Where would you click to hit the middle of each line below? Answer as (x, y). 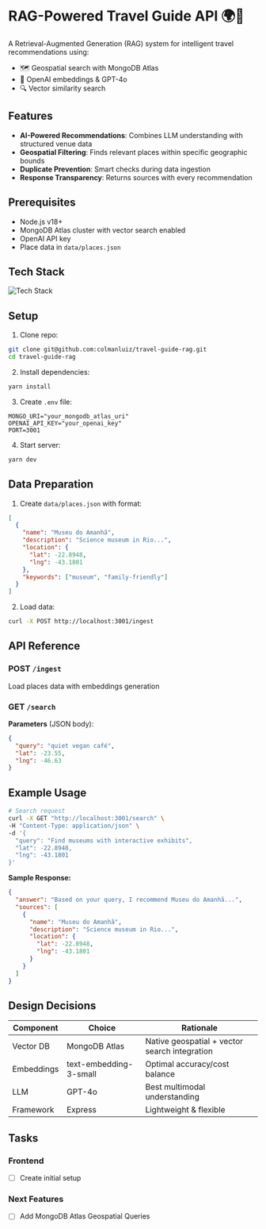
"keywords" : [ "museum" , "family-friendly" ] (95, 577)
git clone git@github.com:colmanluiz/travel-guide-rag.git (108, 350)
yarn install (30, 387)
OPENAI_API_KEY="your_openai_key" (65, 423)
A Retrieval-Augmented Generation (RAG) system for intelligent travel (121, 43)
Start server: (40, 445)
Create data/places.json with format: (81, 503)
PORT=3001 (25, 430)
